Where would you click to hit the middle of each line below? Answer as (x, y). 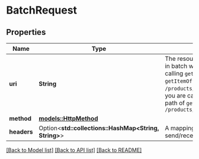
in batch (176, 66)
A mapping (180, 128)
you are (175, 95)
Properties (26, 32)
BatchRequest (42, 10)
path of (175, 103)
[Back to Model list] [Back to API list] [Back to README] (74, 150)
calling (174, 73)
